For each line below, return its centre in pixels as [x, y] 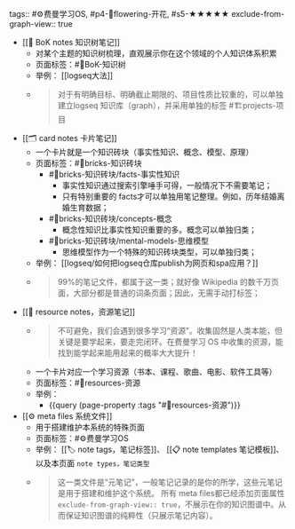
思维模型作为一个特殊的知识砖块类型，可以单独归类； [159, 252]
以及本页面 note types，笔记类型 [92, 463]
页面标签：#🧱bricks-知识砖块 [88, 163]
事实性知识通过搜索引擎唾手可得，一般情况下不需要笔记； [167, 185]
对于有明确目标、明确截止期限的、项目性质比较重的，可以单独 [171, 94]
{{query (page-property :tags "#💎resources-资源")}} [145, 405]
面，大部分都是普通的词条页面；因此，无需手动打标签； [159, 293]
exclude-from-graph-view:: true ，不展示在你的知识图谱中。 [168, 504]
